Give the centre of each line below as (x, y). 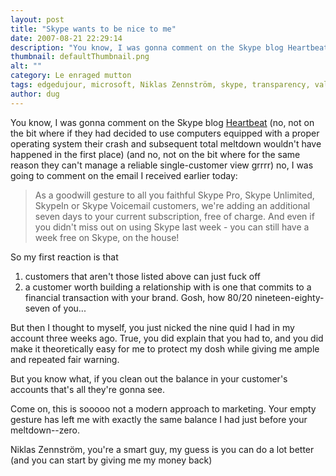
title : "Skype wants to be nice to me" (93, 29)
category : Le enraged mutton (71, 76)
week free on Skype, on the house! (107, 237)
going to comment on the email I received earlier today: (124, 175)
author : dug (35, 94)
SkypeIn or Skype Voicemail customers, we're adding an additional (172, 205)
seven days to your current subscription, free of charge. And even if (174, 216)
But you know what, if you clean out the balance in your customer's (149, 378)
